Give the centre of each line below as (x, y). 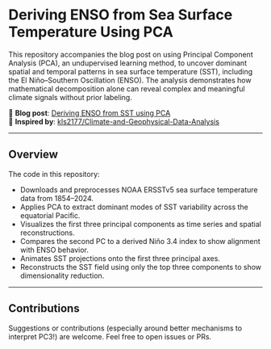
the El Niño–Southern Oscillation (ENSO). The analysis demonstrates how (130, 80)
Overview (33, 155)
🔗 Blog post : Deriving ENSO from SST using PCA (90, 113)
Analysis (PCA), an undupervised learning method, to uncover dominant (128, 63)
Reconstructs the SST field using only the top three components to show (141, 267)
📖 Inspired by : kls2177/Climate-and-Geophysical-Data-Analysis (114, 121)
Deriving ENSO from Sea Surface (121, 15)
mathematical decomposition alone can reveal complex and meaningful (127, 88)
